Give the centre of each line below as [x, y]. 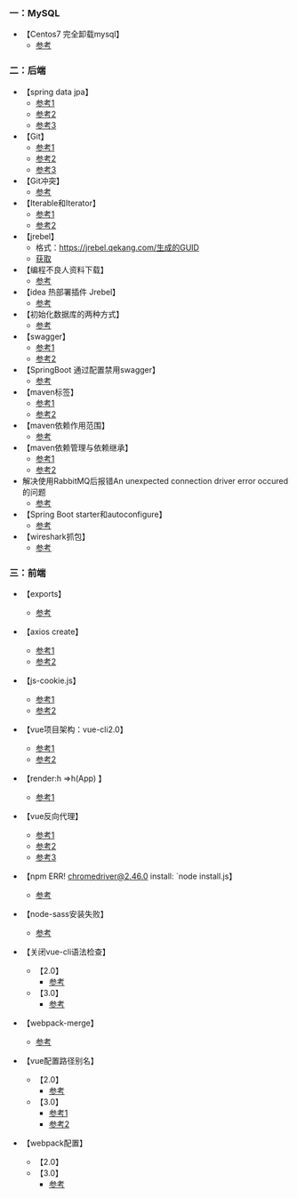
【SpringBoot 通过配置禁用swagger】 [91, 369]
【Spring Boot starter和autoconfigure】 [94, 514]
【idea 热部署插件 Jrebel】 [71, 292]
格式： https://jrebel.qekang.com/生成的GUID [117, 247]
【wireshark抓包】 [56, 536]
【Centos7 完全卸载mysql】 [73, 34]
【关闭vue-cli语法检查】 [66, 952]
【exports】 [44, 593]
